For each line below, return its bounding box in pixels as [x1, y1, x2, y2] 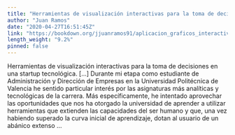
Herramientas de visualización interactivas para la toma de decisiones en [7, 62, 218, 70]
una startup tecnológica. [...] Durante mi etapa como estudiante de [7, 69, 199, 78]
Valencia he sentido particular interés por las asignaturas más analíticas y [7, 85, 219, 92]
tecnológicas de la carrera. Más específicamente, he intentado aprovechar [7, 92, 222, 100]
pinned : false [7, 43, 49, 50]
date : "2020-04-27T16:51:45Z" [7, 23, 96, 30]
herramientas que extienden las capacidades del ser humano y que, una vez [7, 106, 227, 115]
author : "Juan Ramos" [7, 17, 71, 24]
